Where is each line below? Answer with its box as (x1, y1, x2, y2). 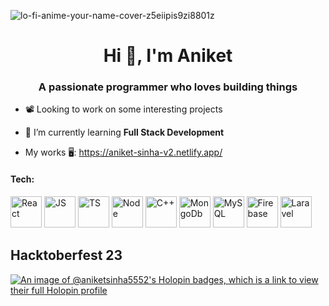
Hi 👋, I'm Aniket (103, 45, 233, 67)
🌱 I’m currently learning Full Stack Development (24, 126, 225, 139)
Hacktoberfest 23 (10, 247, 123, 264)
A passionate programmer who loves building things (38, 80, 298, 94)
